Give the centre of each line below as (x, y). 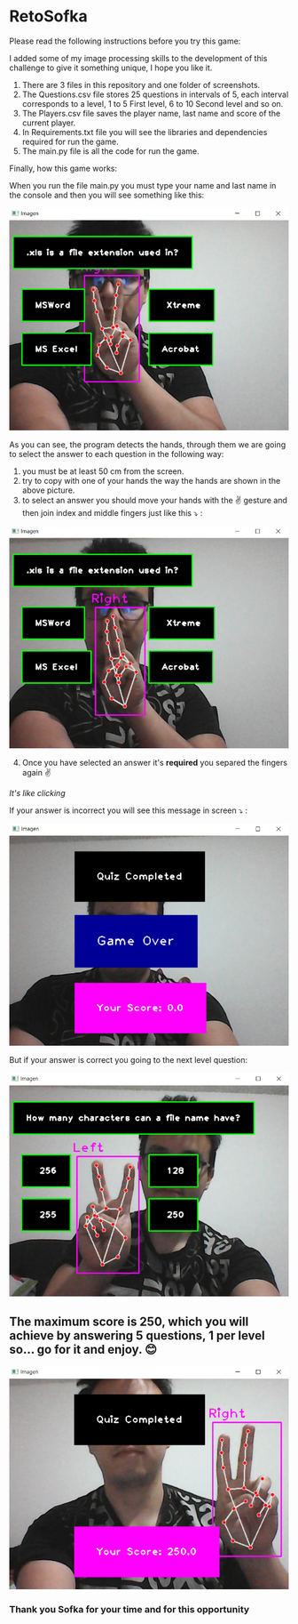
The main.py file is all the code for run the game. (110, 151)
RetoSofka (49, 16)
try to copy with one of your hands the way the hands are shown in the (151, 480)
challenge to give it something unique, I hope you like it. (111, 68)
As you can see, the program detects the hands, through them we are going (148, 444)
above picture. (48, 490)
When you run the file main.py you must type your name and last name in (143, 185)
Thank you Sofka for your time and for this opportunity (129, 1610)
